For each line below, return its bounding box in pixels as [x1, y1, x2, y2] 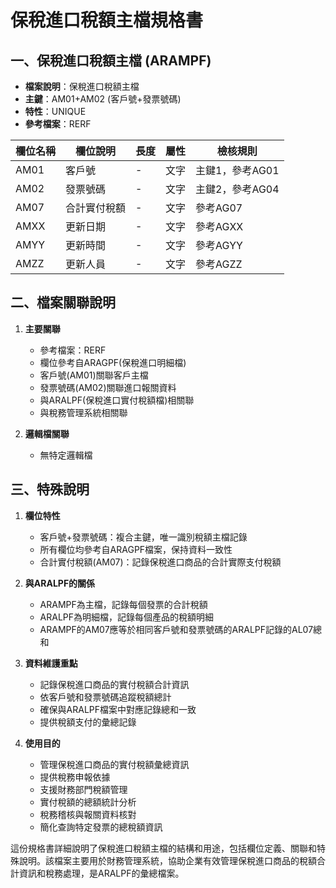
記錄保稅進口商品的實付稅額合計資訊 [39, 678, 190, 690]
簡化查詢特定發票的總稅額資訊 [39, 821, 163, 833]
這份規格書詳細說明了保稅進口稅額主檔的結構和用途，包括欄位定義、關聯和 [10, 842, 317, 854]
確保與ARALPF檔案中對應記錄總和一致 [39, 703, 197, 715]
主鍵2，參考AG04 [195, 182, 280, 196]
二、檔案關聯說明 [10, 294, 116, 311]
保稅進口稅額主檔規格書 [10, 9, 204, 32]
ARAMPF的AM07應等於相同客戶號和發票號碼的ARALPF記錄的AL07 [39, 623, 314, 635]
